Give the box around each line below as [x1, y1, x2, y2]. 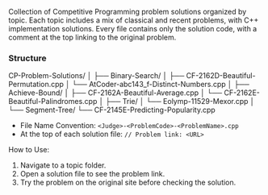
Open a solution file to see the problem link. [19, 169, 165, 179]
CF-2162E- [224, 88, 260, 97]
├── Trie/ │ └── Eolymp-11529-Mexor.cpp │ [105, 97, 255, 106]
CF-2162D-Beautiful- [186, 71, 256, 81]
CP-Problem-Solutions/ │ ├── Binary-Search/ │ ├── [8, 71, 185, 81]
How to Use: [8, 145, 50, 155]
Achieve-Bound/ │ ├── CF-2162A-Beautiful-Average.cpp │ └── [8, 88, 223, 97]
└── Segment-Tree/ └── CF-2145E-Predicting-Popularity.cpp [8, 105, 216, 115]
